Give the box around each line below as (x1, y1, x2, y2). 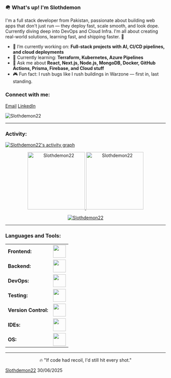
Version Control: (8, 306, 48, 314)
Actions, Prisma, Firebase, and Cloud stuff (12, 65, 104, 72)
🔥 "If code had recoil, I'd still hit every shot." (39, 357, 132, 363)
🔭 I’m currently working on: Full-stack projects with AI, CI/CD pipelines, (12, 43, 165, 50)
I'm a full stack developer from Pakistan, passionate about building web (5, 17, 155, 23)
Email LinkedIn (5, 103, 36, 109)
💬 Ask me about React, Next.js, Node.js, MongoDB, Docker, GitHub (12, 60, 156, 66)
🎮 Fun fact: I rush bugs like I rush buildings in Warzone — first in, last (12, 71, 159, 77)
